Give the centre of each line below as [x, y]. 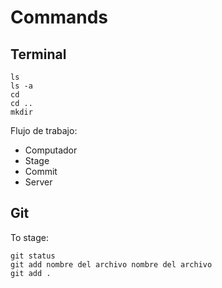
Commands [59, 17]
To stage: [29, 237]
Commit [41, 171]
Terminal [38, 54]
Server [38, 182]
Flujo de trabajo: [44, 130]
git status [33, 256]
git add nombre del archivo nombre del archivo [111, 264]
